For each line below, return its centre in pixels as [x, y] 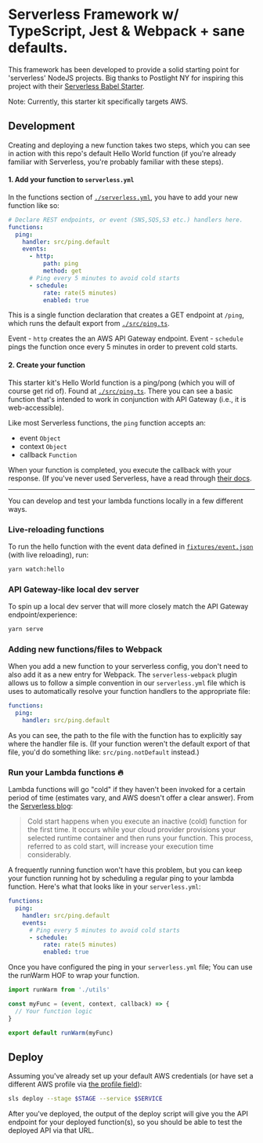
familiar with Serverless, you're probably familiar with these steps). [116, 162]
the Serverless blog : [41, 806]
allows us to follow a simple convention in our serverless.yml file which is [127, 683]
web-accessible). [36, 407]
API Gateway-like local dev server [74, 589]
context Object [43, 446]
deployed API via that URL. [51, 1130]
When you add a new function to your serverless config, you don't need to [128, 666]
